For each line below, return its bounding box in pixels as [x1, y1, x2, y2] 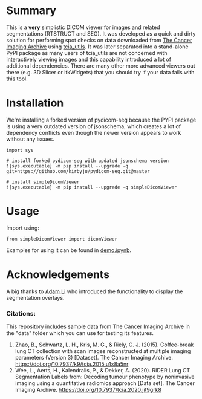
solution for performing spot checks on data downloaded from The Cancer [6, 36, 192, 44]
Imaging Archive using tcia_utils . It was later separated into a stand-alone [6, 43, 189, 50]
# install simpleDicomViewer [6, 179, 80, 185]
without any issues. [6, 135, 54, 143]
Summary [6, 4, 56, 18]
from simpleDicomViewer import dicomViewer [6, 236, 118, 242]
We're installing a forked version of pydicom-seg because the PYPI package [6, 116, 197, 123]
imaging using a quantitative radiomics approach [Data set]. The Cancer [15, 380, 195, 387]
